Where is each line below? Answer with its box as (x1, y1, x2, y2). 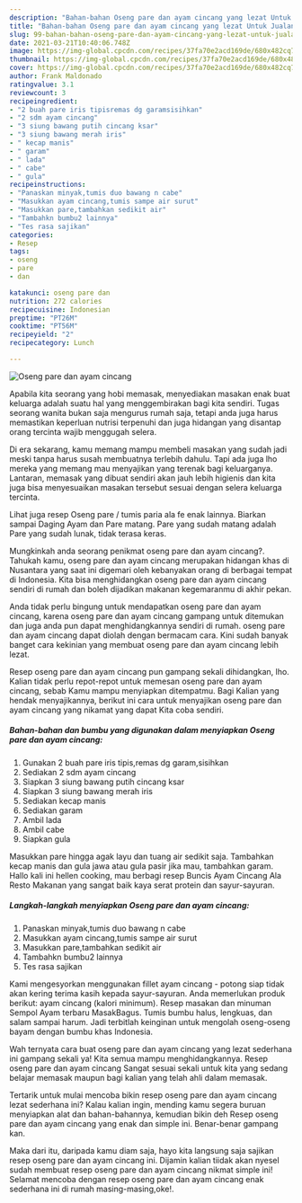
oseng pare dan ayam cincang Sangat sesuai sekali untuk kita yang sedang (9, 1062, 289, 1074)
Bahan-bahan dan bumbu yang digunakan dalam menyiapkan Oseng (9, 725, 276, 736)
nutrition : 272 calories (9, 296, 102, 305)
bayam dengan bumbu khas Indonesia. (9, 1026, 154, 1037)
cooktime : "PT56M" (9, 322, 78, 331)
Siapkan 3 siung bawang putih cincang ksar (22, 776, 185, 787)
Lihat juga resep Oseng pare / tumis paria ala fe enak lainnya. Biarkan (9, 509, 267, 519)
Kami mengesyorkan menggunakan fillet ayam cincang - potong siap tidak (9, 978, 285, 989)
